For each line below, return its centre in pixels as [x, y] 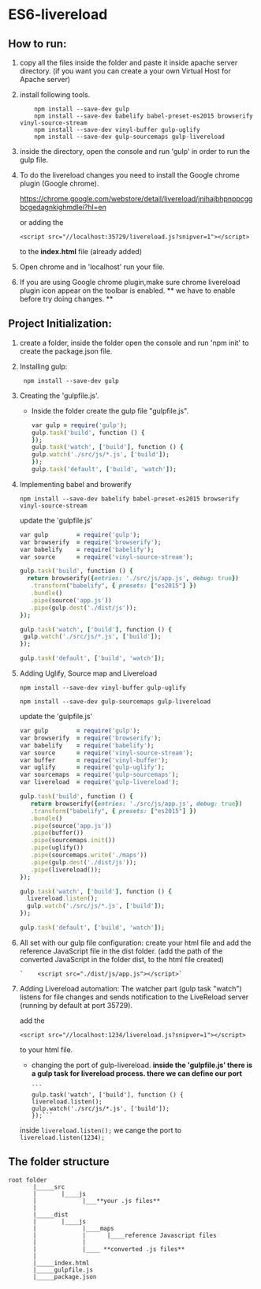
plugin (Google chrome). [59, 184]
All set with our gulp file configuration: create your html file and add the [135, 942]
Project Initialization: [60, 324]
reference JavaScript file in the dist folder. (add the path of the [121, 951]
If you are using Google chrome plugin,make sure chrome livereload [130, 282]
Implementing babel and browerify [75, 484]
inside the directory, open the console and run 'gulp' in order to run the [135, 151]
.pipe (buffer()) [57, 833]
